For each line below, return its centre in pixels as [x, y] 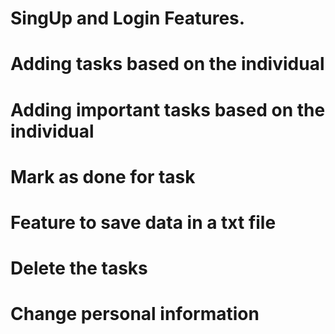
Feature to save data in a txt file [143, 222]
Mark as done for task [103, 176]
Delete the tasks [79, 268]
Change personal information [135, 314]
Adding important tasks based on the [168, 109]
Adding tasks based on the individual [167, 64]
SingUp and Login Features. [128, 18]
